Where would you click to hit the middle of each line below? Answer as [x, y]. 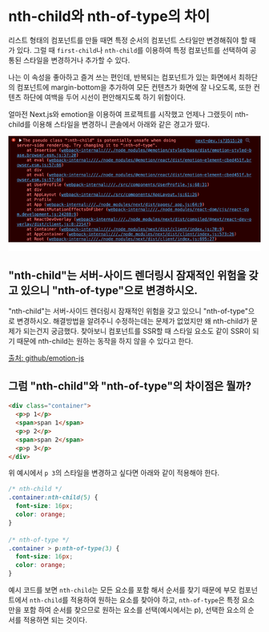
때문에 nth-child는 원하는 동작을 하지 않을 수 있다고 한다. [105, 341]
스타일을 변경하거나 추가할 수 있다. [76, 60]
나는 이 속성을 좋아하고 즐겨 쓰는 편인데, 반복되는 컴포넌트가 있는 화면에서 [122, 77]
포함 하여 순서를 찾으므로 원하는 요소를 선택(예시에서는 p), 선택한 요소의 [134, 610]
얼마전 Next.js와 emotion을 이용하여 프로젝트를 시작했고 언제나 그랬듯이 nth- [129, 114]
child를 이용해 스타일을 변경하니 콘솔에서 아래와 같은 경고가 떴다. [109, 124]
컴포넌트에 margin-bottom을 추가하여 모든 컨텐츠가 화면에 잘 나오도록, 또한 [134, 87]
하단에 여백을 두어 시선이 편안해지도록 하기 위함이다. [104, 97]
